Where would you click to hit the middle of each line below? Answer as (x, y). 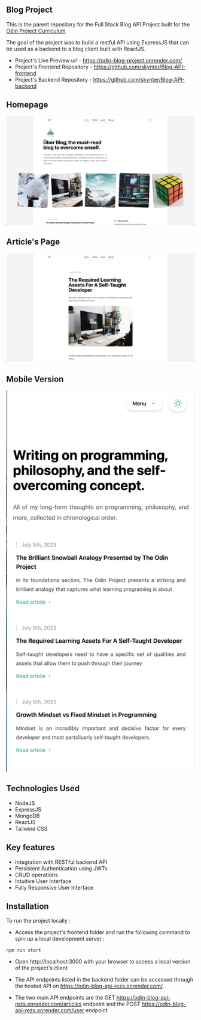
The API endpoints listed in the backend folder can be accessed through (104, 980)
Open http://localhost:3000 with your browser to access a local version (103, 962)
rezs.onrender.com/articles (48, 1004)
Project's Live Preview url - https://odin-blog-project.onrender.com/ (98, 60)
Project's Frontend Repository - (54, 67)
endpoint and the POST (112, 1004)
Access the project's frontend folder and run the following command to (102, 932)
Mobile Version (35, 379)
